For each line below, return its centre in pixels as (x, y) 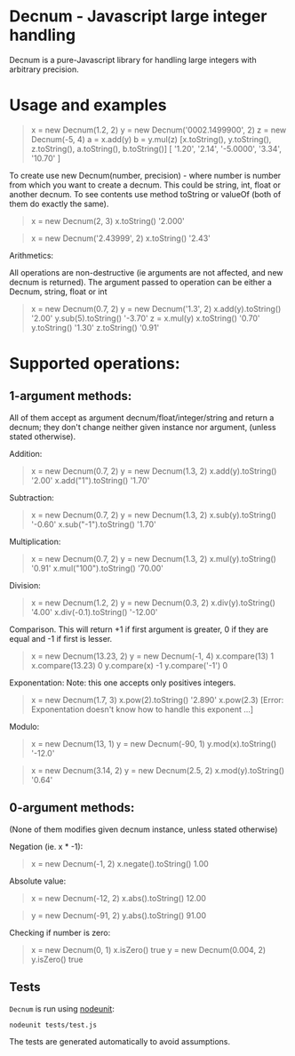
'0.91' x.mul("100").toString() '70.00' (97, 568)
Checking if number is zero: (60, 932)
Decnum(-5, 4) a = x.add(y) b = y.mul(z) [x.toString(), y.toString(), (151, 139)
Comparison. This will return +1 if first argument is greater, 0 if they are (139, 629)
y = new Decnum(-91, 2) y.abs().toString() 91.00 (119, 915)
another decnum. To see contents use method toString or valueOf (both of (145, 194)
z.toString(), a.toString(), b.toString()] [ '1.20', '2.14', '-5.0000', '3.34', (156, 148)
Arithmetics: (32, 255)
